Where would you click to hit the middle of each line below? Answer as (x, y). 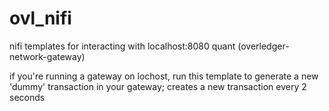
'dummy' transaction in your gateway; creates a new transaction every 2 (158, 86)
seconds (27, 97)
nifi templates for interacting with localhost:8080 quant (122, 46)
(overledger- (263, 46)
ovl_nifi (40, 18)
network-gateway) (47, 56)
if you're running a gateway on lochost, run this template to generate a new (164, 76)
